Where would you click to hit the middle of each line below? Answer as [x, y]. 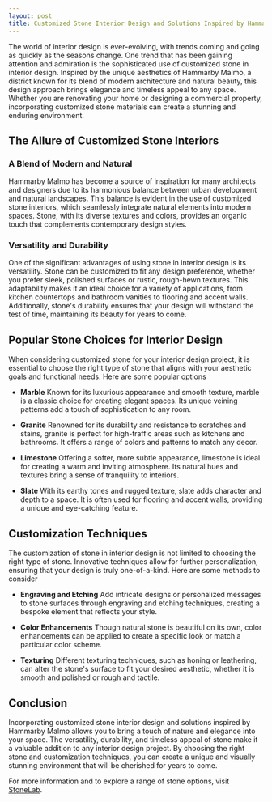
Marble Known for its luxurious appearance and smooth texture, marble [140, 393]
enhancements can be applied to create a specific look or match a [130, 636]
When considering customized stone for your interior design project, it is [129, 359]
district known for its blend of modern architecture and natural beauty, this [133, 81]
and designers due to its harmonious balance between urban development [133, 190]
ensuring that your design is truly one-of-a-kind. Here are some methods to [134, 571]
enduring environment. [47, 115]
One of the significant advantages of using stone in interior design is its [127, 263]
